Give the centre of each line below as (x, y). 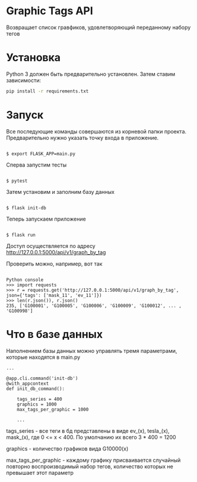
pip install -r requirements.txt (47, 91)
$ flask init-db (26, 208)
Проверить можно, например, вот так (54, 264)
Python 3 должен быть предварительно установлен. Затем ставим (91, 74)
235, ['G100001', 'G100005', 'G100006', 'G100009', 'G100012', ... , (94, 306)
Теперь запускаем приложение (46, 219)
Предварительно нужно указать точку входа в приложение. (82, 138)
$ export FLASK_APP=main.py (41, 154)
